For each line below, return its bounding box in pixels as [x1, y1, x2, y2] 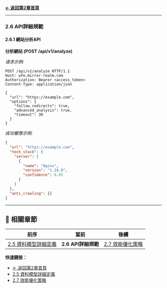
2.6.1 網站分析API [5, 36, 41, 42]
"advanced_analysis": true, [14, 108, 72, 113]
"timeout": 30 [14, 112, 43, 117]
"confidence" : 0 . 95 [23, 172, 64, 178]
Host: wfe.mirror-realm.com [5, 73, 64, 78]
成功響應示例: [5, 130, 33, 136]
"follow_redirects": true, [14, 104, 70, 109]
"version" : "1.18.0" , [23, 168, 68, 173]
